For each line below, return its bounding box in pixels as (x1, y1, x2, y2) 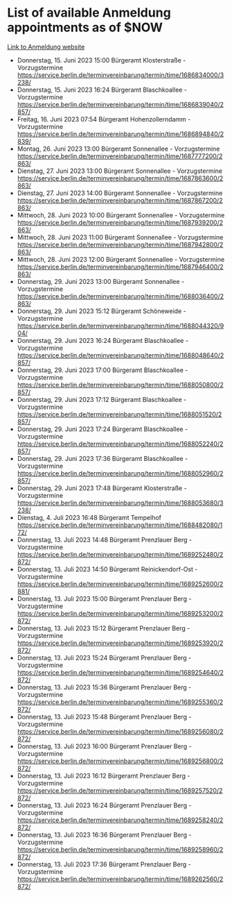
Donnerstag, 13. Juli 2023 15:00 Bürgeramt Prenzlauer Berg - (17, 594, 192, 603)
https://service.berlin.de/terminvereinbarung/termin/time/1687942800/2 (17, 240, 224, 249)
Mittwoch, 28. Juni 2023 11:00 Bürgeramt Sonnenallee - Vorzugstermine (17, 233, 224, 241)
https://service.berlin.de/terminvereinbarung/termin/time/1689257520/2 (17, 786, 223, 794)
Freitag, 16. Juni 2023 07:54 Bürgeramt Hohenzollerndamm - (17, 115, 191, 123)
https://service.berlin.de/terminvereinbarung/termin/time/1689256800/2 (17, 757, 224, 765)
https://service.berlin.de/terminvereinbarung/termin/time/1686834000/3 (17, 71, 224, 79)
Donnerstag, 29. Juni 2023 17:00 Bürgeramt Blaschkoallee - (17, 366, 188, 374)
